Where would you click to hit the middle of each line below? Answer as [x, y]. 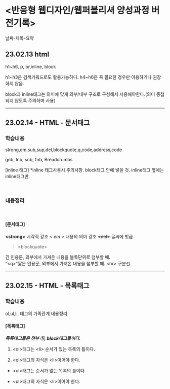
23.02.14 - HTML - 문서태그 [48, 123]
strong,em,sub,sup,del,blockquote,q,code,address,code [64, 150]
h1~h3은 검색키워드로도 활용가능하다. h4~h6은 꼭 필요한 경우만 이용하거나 [78, 77]
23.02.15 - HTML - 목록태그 [47, 286]
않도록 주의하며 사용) [35, 100]
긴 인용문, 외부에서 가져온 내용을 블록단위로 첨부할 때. [58, 257]
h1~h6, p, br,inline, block [31, 66]
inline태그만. [18, 176]
